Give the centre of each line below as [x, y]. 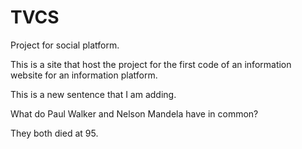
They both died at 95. [54, 133]
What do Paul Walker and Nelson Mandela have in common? [134, 113]
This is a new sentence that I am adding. [93, 94]
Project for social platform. [65, 45]
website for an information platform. [84, 75]
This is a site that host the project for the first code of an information [151, 64]
